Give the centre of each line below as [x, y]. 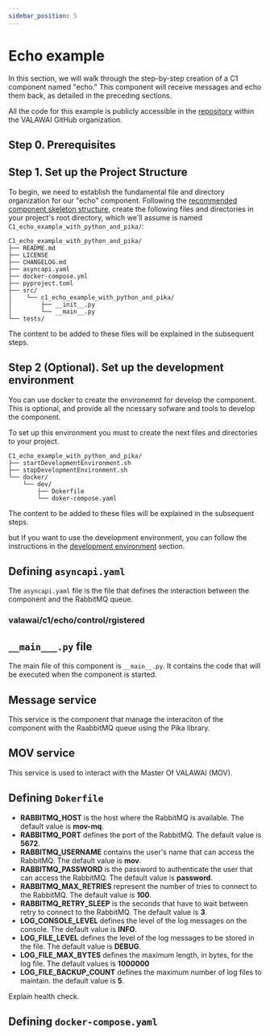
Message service [52, 700]
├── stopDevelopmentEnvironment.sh [68, 470]
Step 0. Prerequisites [62, 145]
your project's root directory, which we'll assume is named [106, 217]
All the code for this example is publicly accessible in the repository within [131, 111]
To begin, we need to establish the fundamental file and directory [117, 191]
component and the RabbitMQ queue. [71, 599]
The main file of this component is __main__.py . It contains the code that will [135, 666]
